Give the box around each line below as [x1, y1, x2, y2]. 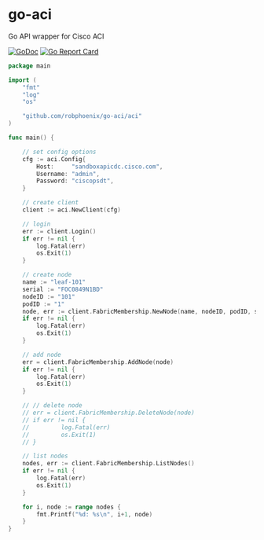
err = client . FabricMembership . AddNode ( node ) [22, 358, 174, 366]
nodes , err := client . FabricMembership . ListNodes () [22, 460, 195, 468]
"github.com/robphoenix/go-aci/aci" [22, 112, 143, 120]
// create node [22, 271, 72, 279]
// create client [22, 199, 79, 207]
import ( [8, 76, 37, 84]
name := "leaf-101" [22, 278, 86, 286]
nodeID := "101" [22, 292, 76, 300]
